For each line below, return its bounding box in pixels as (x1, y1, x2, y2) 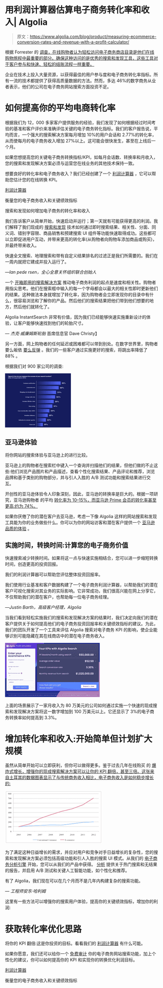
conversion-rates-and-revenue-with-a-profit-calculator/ (16, 39, 130, 45)
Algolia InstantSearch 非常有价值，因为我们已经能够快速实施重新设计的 (5, 314, 147, 320)
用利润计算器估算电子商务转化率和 (5, 4, 142, 16)
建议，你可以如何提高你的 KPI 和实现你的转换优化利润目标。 (17, 957, 137, 963)
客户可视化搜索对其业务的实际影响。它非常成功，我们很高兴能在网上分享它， (5, 588, 158, 594)
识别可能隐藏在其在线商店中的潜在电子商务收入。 (9, 633, 107, 638)
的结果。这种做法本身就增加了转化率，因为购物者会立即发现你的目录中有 (5, 291, 149, 297)
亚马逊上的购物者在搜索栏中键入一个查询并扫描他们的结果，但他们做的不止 (5, 462, 154, 468)
